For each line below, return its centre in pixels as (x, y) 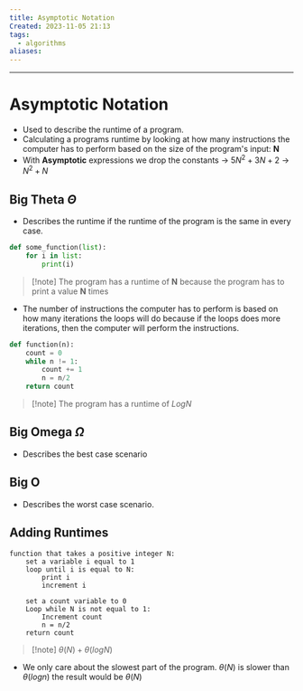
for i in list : (54, 256)
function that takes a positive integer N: (92, 554)
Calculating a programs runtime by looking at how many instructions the (156, 139)
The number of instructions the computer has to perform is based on (150, 308)
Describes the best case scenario (85, 454)
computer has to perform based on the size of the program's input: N (151, 149)
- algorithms (42, 43)
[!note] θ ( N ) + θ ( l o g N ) (72, 649)
